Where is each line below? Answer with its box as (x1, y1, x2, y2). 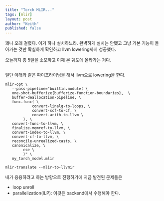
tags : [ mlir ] (5, 12, 32, 17)
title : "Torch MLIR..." (5, 7, 55, 12)
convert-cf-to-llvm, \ (11, 134, 59, 140)
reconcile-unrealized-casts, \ (11, 139, 77, 144)
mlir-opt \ (5, 82, 28, 87)
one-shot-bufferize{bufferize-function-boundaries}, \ (11, 91, 131, 96)
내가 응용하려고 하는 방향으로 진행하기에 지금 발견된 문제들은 (5, 174, 123, 180)
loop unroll (12, 184, 35, 190)
